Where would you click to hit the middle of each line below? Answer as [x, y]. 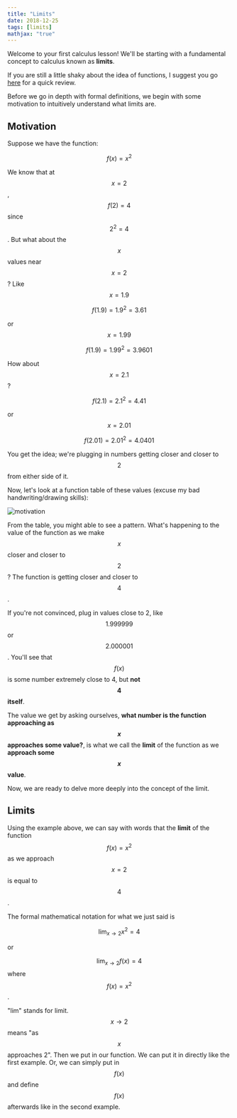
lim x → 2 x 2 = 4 [119, 932]
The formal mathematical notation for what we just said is [91, 917]
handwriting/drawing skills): [48, 498]
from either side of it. [38, 476]
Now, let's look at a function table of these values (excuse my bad [104, 490]
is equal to [22, 881]
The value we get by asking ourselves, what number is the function [107, 715]
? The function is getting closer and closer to [73, 577]
